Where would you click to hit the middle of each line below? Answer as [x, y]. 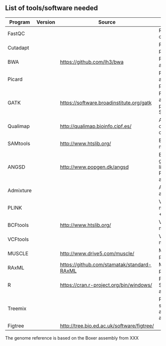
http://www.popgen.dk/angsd [94, 167]
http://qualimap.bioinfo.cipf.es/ [96, 126]
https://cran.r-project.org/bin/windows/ [106, 285]
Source [107, 22]
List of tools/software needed [51, 8]
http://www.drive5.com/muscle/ [97, 253]
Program [20, 22]
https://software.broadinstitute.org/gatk [106, 102]
